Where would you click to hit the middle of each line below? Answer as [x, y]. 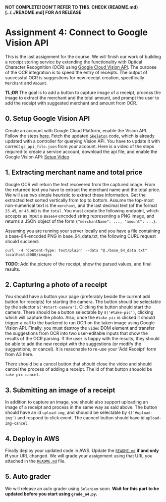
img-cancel [16, 424]
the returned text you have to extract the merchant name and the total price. [83, 190]
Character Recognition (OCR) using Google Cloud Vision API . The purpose [81, 67]
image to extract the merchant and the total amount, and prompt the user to [82, 98]
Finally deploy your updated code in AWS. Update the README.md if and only [82, 451]
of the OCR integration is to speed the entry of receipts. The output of [76, 72]
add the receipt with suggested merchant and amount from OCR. [71, 103]
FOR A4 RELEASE [63, 12]
